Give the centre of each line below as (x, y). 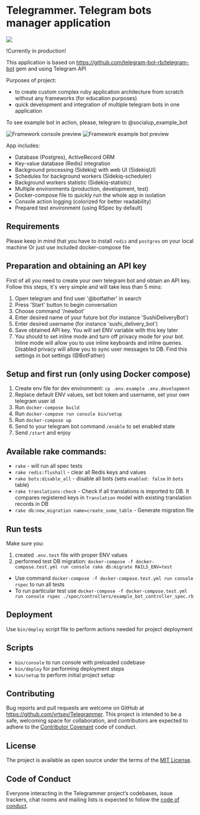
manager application (59, 23)
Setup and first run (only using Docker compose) (99, 374)
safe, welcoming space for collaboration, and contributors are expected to (97, 721)
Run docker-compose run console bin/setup (68, 414)
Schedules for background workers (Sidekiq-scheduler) (83, 176)
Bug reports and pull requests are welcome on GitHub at (75, 708)
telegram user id (35, 401)
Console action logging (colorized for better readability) (83, 201)
